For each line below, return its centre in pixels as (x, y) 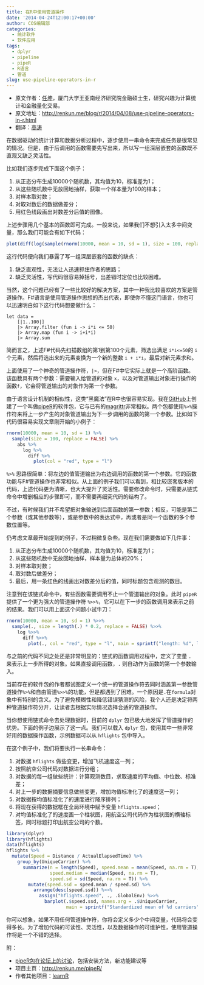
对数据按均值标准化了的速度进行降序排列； (68, 799)
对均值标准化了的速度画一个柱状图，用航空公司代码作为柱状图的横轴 (100, 814)
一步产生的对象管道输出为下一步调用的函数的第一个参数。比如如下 (115, 414)
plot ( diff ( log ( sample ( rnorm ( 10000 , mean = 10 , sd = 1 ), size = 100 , (95, 244)
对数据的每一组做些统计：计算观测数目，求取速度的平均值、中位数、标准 (105, 776)
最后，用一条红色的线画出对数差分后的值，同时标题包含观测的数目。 (100, 581)
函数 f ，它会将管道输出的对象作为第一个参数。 (64, 386)
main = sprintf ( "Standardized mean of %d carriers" (133, 907)
